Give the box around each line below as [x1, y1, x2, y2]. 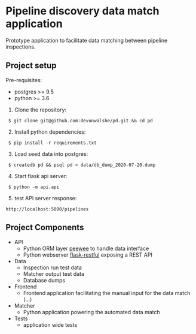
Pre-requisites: [5, 76, 42, 83]
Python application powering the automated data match [23, 308, 161, 315]
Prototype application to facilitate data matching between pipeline [5, 37, 168, 44]
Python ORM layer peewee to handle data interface [23, 245, 149, 252]
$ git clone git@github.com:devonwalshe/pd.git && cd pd [8, 118, 153, 124]
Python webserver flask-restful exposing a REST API [23, 251, 153, 258]
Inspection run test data [23, 264, 82, 271]
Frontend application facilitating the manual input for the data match [23, 289, 191, 296]
